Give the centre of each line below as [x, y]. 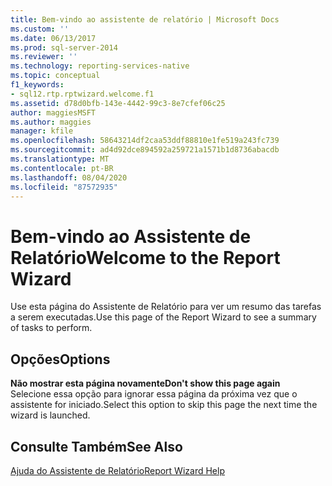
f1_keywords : [37, 85]
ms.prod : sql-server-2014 [64, 47]
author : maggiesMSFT [53, 112]
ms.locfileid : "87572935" [64, 187]
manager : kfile [42, 131]
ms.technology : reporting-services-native [100, 66]
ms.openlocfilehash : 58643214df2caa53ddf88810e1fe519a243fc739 [145, 141]
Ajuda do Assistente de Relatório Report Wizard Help [117, 470]
